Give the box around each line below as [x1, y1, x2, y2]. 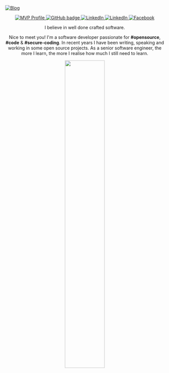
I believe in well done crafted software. [44, 25, 125, 30]
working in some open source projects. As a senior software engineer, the [8, 45, 162, 51]
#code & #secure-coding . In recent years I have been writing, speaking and [5, 40, 164, 45]
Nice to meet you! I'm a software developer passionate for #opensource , [9, 34, 161, 40]
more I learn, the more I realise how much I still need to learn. [21, 50, 149, 56]
